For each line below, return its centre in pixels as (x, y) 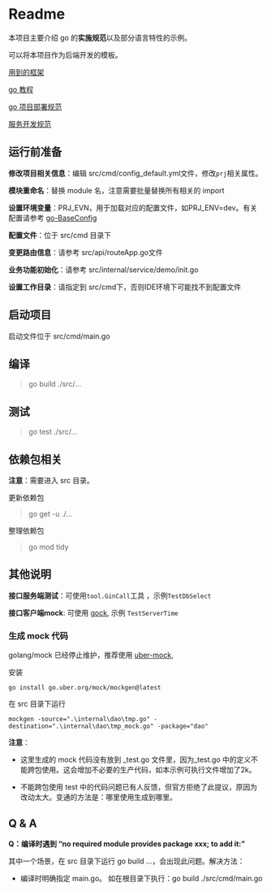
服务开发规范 (30, 123)
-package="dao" (183, 727)
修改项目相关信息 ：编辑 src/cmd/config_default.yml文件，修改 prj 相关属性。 (135, 173)
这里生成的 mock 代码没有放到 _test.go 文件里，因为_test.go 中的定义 (135, 759)
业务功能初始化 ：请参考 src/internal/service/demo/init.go (103, 270)
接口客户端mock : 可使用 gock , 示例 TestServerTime (93, 612)
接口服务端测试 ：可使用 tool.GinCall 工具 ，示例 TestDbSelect (110, 595)
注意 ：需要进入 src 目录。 (52, 480)
